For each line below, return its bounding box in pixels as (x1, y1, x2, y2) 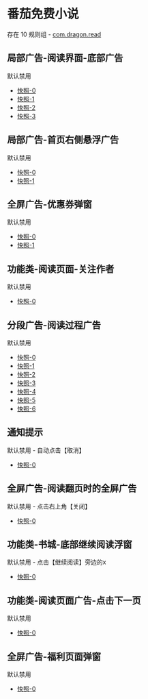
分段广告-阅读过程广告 (7, 319, 101, 331)
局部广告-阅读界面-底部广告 (7, 52, 123, 64)
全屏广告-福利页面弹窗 (7, 650, 101, 662)
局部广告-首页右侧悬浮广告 (7, 134, 119, 146)
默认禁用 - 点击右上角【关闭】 (7, 502, 91, 511)
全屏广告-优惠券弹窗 (7, 198, 92, 210)
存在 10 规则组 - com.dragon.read (7, 30, 102, 38)
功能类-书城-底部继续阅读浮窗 (7, 539, 132, 550)
